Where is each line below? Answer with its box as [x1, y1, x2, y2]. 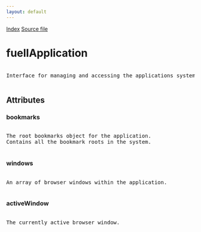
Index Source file [6, 25, 48, 32]
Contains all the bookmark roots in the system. [6, 138, 151, 146]
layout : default [6, 8, 47, 15]
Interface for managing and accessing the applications [6, 72, 173, 79]
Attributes [6, 95, 45, 105]
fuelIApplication [6, 46, 88, 60]
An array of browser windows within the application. [6, 179, 167, 186]
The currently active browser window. [6, 219, 120, 225]
